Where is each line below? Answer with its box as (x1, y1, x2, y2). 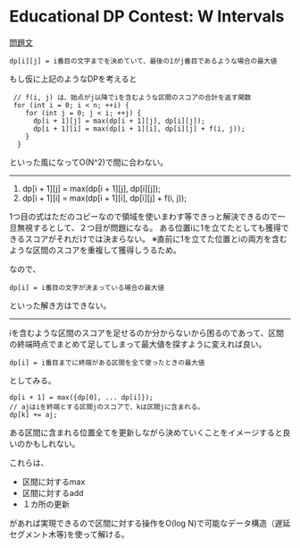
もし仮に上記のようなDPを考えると (9, 73, 137, 84)
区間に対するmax (21, 476, 86, 487)
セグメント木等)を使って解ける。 (9, 528, 129, 539)
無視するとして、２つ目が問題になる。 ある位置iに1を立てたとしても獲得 (16, 222, 281, 233)
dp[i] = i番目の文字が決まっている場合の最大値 (9, 283, 165, 292)
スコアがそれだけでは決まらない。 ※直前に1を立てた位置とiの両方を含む (24, 233, 287, 244)
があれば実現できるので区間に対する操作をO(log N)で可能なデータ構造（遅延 (9, 518, 291, 528)
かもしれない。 (24, 438, 80, 449)
